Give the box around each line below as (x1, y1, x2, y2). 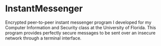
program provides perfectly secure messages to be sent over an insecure (5, 30, 156, 36)
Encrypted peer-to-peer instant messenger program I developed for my (5, 19, 152, 25)
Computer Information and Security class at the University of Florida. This (5, 24, 157, 30)
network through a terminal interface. (5, 35, 82, 41)
